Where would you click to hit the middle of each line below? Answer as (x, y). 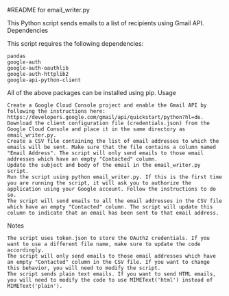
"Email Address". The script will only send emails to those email (106, 153)
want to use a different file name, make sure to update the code (104, 244)
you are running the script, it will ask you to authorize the (99, 183)
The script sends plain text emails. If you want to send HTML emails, (111, 274)
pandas (16, 56)
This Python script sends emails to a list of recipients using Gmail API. (106, 23)
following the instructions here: (57, 111)
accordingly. (26, 250)
